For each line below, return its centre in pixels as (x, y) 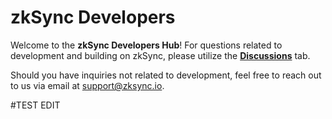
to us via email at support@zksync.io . (87, 85)
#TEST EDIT (35, 105)
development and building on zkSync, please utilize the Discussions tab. (160, 55)
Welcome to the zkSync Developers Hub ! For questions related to (146, 45)
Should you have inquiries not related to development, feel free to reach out (166, 75)
